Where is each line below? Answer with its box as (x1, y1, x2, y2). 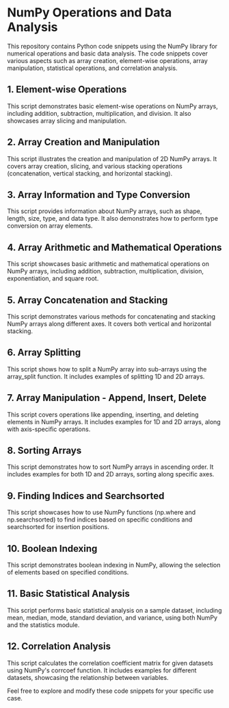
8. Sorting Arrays (7, 445, 82, 456)
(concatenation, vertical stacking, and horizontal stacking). (7, 169, 173, 178)
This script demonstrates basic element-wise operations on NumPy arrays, (7, 101, 219, 110)
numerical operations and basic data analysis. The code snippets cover (7, 49, 208, 58)
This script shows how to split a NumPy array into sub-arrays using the (7, 365, 207, 373)
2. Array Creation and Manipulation (7, 136, 160, 148)
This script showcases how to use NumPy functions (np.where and (7, 509, 196, 517)
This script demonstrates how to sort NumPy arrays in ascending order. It (7, 463, 214, 471)
